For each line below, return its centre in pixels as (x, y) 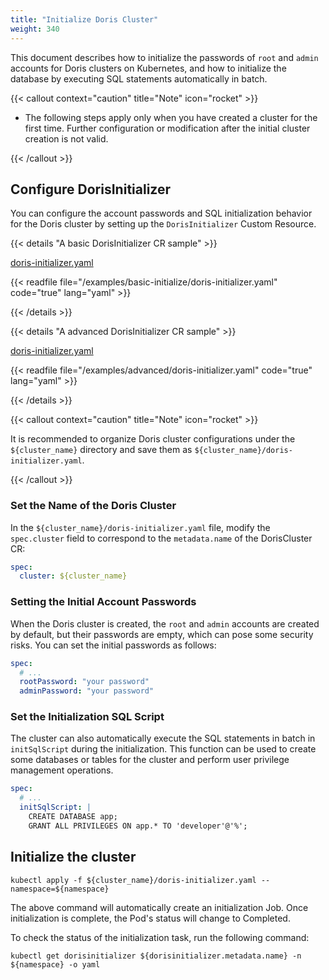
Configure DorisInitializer (90, 189)
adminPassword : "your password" (87, 691)
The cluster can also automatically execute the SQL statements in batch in (163, 738)
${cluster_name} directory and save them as (101, 450)
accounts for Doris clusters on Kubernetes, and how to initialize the (148, 68)
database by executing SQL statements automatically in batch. (139, 78)
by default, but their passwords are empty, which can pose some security (162, 634)
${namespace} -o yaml (55, 964)
